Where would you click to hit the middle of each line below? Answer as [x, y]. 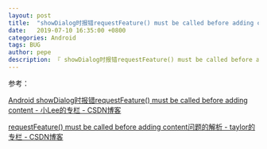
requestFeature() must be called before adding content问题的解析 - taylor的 [132, 127]
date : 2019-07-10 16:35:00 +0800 [67, 30]
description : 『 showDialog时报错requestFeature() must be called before [130, 60]
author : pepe [30, 52]
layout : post [30, 15]
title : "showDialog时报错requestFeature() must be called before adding [131, 23]
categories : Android [43, 38]
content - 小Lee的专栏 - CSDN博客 [65, 110]
